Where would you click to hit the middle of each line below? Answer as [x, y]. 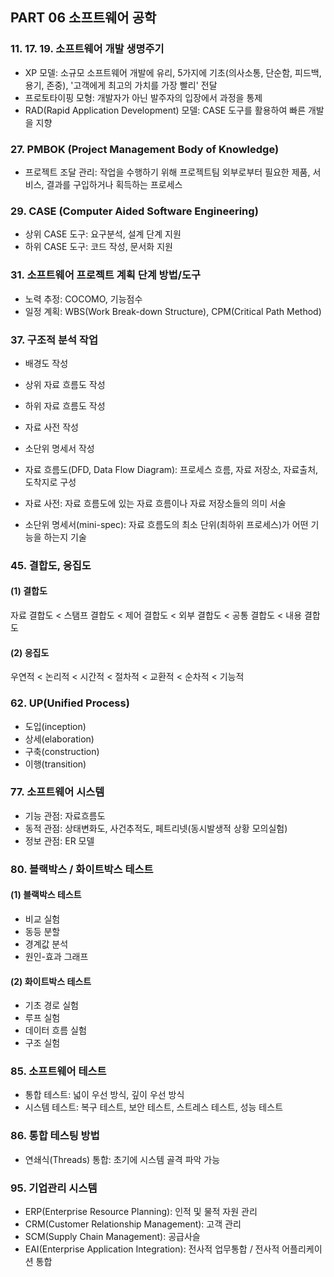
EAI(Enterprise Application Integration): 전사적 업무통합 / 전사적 [152, 1249]
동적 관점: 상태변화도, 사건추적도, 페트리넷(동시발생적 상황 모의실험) [156, 828]
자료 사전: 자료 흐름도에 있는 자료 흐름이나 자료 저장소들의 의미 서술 [155, 503]
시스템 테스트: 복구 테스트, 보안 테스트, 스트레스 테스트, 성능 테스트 [154, 1107]
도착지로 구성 [50, 482]
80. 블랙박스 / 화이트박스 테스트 [82, 869]
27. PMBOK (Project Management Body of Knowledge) [145, 149]
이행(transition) [55, 764]
